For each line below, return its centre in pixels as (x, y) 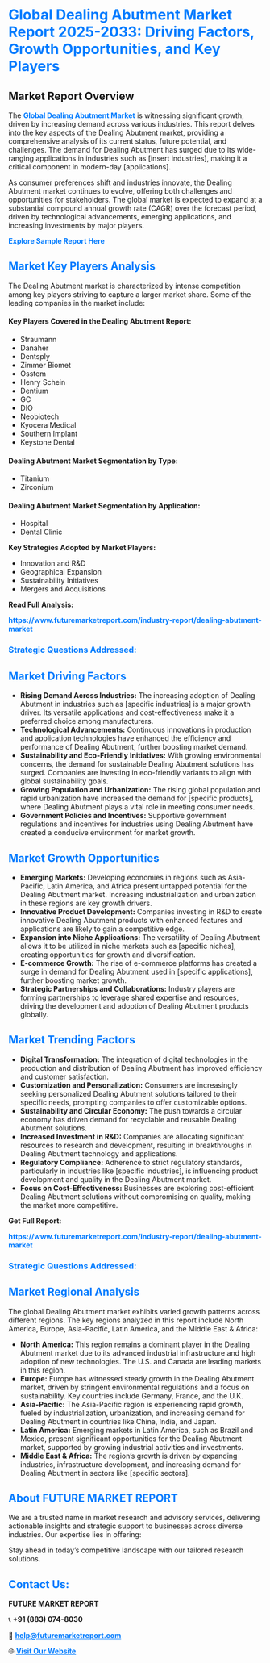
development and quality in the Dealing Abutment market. (116, 1179)
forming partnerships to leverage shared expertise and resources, (129, 997)
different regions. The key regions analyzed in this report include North (126, 1320)
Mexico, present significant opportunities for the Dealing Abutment (131, 1439)
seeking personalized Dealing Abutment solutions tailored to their (129, 1093)
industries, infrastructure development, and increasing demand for (131, 1464)
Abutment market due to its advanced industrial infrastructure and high (138, 1352)
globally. (34, 1014)
